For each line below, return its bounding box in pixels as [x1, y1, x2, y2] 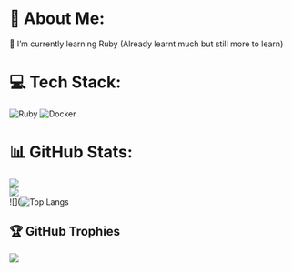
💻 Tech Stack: [9, 72, 122, 93]
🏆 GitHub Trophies [9, 224, 121, 239]
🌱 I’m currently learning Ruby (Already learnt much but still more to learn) [9, 38, 284, 49]
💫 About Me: [9, 8, 106, 29]
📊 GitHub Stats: [9, 142, 134, 163]
